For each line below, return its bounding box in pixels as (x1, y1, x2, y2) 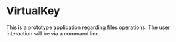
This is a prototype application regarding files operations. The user (6, 24, 170, 31)
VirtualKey (6, 4, 61, 18)
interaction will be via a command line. (6, 30, 100, 37)
